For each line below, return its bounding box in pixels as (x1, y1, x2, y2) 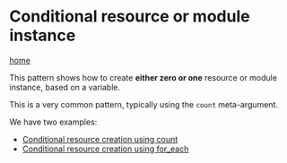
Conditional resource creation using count (22, 133, 178, 144)
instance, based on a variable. (9, 81, 121, 92)
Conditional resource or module (9, 6, 250, 27)
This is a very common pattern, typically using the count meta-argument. (9, 99, 278, 109)
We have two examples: (9, 116, 98, 127)
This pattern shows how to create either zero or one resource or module (9, 72, 278, 82)
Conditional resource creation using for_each (22, 143, 189, 154)
